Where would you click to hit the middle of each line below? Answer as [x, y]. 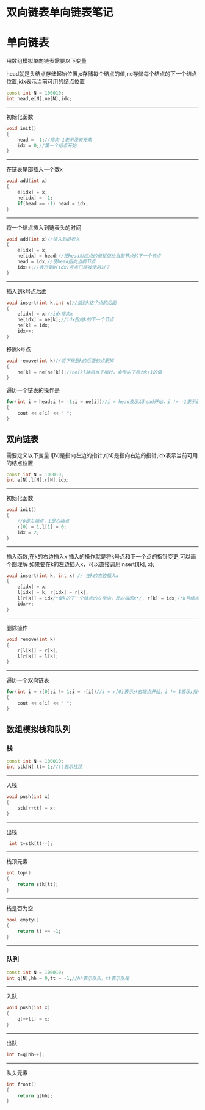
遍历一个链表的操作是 [33, 390]
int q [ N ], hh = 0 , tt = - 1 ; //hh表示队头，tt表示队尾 [68, 978]
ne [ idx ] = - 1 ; [35, 198]
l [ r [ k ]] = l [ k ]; [38, 656]
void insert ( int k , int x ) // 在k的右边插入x [63, 575]
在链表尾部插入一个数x [34, 169]
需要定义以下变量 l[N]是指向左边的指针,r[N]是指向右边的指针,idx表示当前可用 [102, 455]
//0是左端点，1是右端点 [43, 521]
